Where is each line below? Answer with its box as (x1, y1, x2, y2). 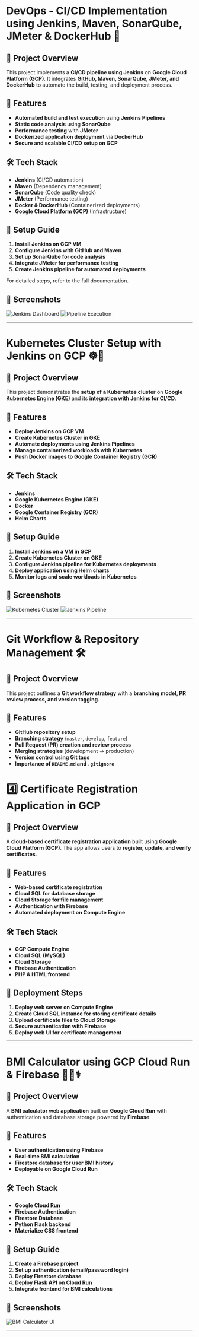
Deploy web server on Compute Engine (14, 1003, 114, 1011)
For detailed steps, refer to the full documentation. (6, 277, 129, 284)
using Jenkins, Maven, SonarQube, (6, 17, 182, 30)
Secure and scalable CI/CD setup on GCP (14, 139, 118, 147)
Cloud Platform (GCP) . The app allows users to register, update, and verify (6, 844, 191, 852)
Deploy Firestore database (14, 1273, 82, 1280)
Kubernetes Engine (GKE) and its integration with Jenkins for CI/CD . (6, 395, 176, 402)
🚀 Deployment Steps (6, 988, 83, 998)
